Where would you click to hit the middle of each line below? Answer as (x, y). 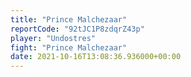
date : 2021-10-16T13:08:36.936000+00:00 (96, 57)
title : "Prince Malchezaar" (69, 19)
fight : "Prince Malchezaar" (69, 47)
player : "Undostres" (53, 38)
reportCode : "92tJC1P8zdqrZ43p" (77, 29)
